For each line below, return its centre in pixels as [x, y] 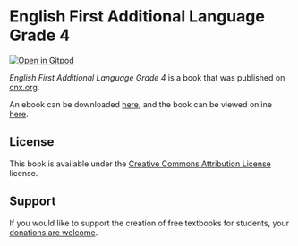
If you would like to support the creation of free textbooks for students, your [149, 223]
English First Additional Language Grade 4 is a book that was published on [147, 77]
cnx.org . [25, 87]
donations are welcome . [54, 232]
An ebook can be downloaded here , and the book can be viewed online [141, 104]
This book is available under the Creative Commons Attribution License [140, 164]
